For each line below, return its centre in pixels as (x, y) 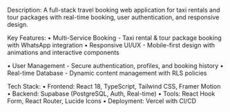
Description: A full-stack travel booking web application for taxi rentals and (114, 10)
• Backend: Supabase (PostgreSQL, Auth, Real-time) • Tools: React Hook (111, 93)
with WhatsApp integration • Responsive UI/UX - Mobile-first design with (111, 45)
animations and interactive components (63, 52)
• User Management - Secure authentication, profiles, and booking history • (115, 66)
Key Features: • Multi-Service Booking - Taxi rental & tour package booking (115, 38)
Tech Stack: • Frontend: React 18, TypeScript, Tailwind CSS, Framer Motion (114, 86)
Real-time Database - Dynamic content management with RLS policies (107, 73)
